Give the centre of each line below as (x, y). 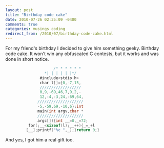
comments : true (22, 24)
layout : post (19, 10)
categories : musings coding (35, 29)
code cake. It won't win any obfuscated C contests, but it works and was (82, 54)
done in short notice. (27, 59)
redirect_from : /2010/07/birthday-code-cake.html (59, 34)
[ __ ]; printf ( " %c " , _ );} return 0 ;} (63, 130)
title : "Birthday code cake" (36, 15)
